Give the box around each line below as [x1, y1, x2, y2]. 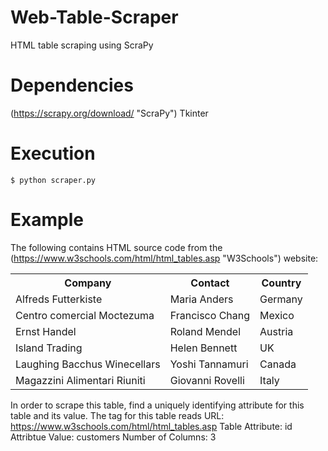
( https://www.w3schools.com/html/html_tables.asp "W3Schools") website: [10, 252, 319, 264]
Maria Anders [169, 292, 234, 306]
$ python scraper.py [10, 175, 97, 185]
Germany [259, 292, 303, 306]
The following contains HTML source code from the [10, 241, 223, 253]
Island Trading [15, 341, 83, 355]
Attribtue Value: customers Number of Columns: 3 [10, 431, 217, 443]
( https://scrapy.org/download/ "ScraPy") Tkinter [10, 107, 209, 119]
